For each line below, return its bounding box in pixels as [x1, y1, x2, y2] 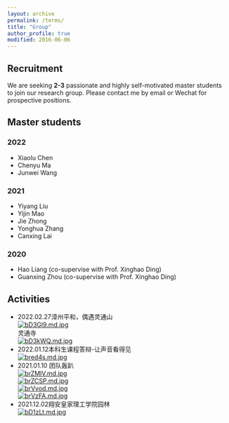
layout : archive [7, 10, 55, 18]
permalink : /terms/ [7, 17, 65, 24]
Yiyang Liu [17, 202, 48, 210]
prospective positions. [7, 96, 72, 104]
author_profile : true [7, 30, 71, 37]
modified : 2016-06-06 [7, 37, 71, 44]
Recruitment [7, 63, 63, 74]
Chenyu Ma [17, 161, 51, 169]
